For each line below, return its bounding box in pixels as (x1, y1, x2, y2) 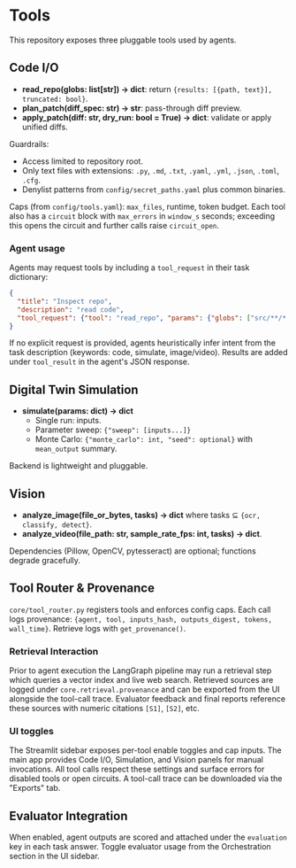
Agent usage (9, 242, 65, 254)
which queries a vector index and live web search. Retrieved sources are (9, 675, 274, 686)
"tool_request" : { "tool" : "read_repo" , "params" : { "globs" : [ (17, 314, 251, 322)
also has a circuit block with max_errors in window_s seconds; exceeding (9, 210, 276, 221)
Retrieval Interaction (9, 645, 99, 657)
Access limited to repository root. (21, 156, 144, 167)
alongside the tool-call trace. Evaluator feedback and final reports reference (9, 694, 285, 704)
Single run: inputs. (34, 415, 102, 426)
